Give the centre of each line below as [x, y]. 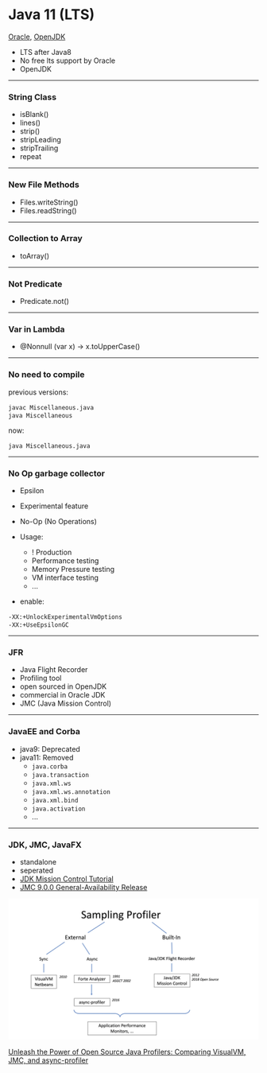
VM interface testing [65, 577]
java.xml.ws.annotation [71, 792]
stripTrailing [39, 148]
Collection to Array [46, 239]
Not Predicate [35, 284]
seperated [37, 870]
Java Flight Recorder [54, 670]
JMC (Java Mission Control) [66, 704]
